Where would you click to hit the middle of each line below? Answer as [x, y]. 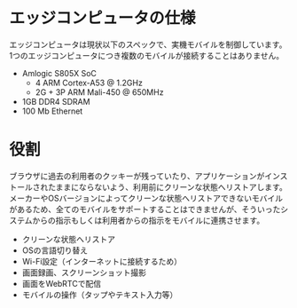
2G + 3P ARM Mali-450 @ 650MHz [99, 92]
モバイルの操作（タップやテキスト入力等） [100, 295]
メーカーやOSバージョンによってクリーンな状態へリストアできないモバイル [146, 198]
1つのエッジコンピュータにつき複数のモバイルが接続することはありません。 [147, 55]
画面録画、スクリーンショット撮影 [84, 272]
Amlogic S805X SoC [59, 73]
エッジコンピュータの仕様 [103, 18]
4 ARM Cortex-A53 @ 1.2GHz [89, 83]
